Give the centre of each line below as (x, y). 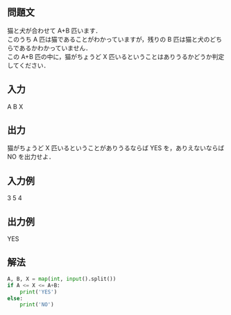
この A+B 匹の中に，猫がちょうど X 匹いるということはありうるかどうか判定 (116, 56)
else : (15, 298)
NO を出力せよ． (31, 157)
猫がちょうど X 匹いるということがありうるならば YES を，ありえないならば (116, 148)
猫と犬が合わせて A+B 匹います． (54, 31)
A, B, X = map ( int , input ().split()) (62, 279)
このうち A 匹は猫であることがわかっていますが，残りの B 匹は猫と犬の (109, 39)
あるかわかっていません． (55, 48)
